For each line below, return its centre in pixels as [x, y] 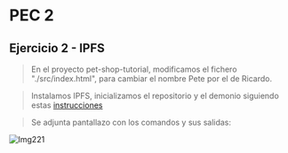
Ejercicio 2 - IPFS [57, 48]
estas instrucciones [67, 105]
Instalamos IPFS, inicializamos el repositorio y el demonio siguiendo [155, 96]
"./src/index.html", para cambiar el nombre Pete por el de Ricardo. [152, 79]
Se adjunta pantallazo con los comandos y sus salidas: [131, 122]
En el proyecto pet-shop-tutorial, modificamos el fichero [134, 69]
